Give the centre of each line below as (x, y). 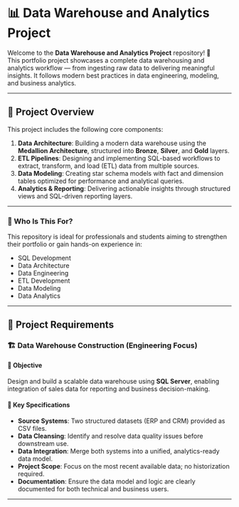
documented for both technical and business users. (93, 488)
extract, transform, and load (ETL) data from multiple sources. (108, 166)
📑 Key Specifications (39, 405)
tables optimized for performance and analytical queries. (101, 181)
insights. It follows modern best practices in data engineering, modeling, (113, 75)
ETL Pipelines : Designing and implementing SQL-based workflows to (119, 158)
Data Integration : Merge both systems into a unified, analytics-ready (118, 451)
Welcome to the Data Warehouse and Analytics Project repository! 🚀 (109, 53)
